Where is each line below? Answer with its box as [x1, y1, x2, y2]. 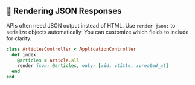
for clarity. [6, 34, 32, 42]
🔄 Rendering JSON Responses [6, 6, 122, 16]
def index [11, 51, 36, 57]
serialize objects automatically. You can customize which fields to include [6, 28, 189, 35]
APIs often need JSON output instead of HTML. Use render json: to [6, 22, 176, 29]
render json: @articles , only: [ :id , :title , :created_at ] [17, 63, 169, 69]
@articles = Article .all [17, 57, 80, 63]
